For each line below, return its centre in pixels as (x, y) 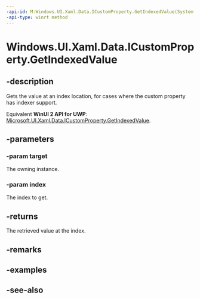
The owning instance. (33, 169)
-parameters (30, 139)
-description (30, 82)
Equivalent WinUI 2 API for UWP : (47, 114)
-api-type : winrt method (37, 17)
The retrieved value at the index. (46, 231)
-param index (26, 185)
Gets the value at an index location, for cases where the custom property (96, 96)
